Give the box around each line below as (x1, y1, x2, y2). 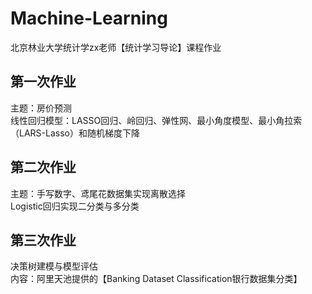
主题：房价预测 (10, 102, 72, 114)
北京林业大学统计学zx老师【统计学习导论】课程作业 (10, 41, 222, 53)
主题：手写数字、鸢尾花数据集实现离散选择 (10, 187, 186, 199)
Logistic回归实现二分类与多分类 (10, 200, 140, 212)
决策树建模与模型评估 (10, 260, 98, 272)
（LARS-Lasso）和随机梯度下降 (10, 127, 140, 139)
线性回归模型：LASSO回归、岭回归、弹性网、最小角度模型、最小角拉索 (10, 114, 303, 126)
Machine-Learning (10, 7, 168, 30)
